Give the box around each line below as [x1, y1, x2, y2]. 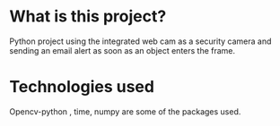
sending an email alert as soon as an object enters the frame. [9, 45, 236, 55]
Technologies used [9, 77, 155, 97]
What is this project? [9, 6, 167, 27]
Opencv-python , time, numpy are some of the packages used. [9, 105, 241, 117]
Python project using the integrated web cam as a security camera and [9, 36, 272, 46]
